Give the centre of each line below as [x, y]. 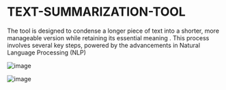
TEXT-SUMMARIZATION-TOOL [96, 12]
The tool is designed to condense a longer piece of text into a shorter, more [113, 31]
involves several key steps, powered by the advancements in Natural [103, 45]
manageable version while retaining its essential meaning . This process [108, 37]
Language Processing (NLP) [47, 52]
